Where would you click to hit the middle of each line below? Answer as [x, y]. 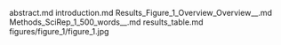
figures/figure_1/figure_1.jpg [59, 31]
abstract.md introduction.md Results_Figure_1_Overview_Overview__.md [141, 13]
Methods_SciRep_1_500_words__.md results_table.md [106, 22]
